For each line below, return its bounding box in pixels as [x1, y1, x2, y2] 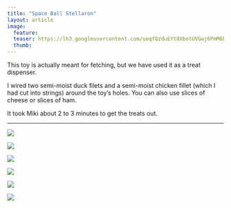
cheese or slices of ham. [7, 96, 77, 104]
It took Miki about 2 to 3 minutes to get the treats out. [7, 109, 158, 117]
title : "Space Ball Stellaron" [7, 10, 97, 17]
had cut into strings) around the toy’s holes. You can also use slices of [7, 89, 206, 97]
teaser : [13, 36, 36, 43]
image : [7, 23, 26, 30]
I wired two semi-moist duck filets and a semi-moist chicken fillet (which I [7, 82, 216, 89]
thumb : [13, 42, 32, 49]
